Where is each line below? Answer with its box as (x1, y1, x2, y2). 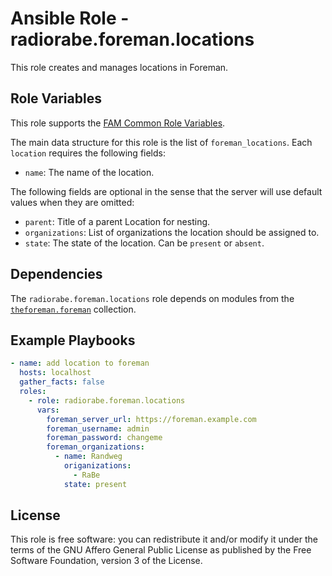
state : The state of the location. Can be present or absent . (24, 237, 265, 249)
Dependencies (10, 266, 103, 283)
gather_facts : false (19, 377, 105, 387)
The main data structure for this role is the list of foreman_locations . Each (10, 136, 313, 148)
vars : (36, 405, 60, 415)
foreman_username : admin (46, 423, 150, 434)
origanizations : (63, 461, 132, 471)
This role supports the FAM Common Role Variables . (10, 117, 226, 129)
